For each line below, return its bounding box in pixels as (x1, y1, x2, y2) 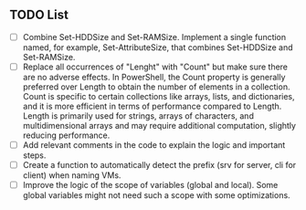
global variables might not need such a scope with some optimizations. (22, 190, 290, 201)
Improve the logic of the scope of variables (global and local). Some (22, 180, 279, 191)
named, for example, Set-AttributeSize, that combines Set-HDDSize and (22, 41, 294, 53)
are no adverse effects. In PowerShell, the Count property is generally (22, 71, 286, 82)
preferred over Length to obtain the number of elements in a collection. (22, 81, 290, 92)
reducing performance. (22, 130, 111, 141)
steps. (22, 150, 47, 161)
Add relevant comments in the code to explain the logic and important (22, 139, 286, 150)
